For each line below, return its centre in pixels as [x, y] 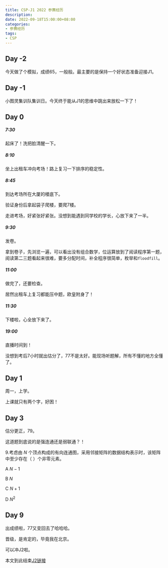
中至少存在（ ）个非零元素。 [35, 459]
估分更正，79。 [21, 431]
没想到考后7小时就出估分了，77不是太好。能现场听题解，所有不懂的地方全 [82, 356]
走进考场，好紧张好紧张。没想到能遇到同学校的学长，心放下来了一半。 [78, 216]
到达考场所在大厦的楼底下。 [34, 194]
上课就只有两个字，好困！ [32, 402]
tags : [11, 33]
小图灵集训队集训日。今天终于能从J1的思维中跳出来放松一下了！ [71, 101]
